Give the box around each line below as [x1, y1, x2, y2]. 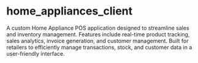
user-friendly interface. [6, 50, 66, 57]
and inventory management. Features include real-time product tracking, [6, 30, 190, 38]
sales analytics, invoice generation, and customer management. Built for [6, 37, 189, 44]
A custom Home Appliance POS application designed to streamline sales [6, 24, 189, 31]
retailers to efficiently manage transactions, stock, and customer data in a [6, 44, 192, 51]
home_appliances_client [6, 4, 133, 18]
